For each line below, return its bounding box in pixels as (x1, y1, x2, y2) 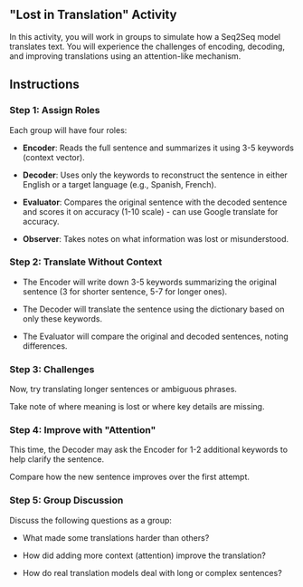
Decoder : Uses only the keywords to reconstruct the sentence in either (22, 169, 288, 180)
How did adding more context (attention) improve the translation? (22, 550, 267, 561)
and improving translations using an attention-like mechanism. (9, 50, 241, 62)
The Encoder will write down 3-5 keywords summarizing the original (22, 276, 278, 287)
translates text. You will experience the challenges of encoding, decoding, (9, 41, 285, 52)
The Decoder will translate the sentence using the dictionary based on (22, 303, 285, 314)
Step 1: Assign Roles (9, 104, 100, 117)
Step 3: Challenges (9, 362, 95, 375)
